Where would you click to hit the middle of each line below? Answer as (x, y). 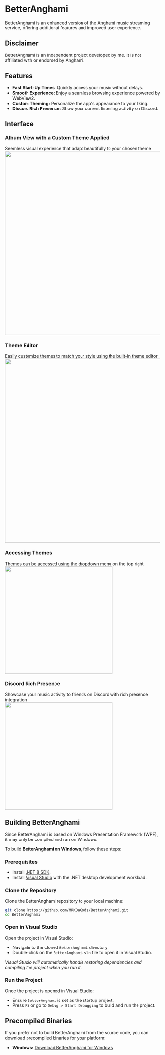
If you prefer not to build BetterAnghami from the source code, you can (77, 1032)
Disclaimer (22, 43)
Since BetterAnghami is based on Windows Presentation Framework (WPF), (82, 834)
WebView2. (24, 98)
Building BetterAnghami (42, 823)
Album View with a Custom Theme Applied (57, 137)
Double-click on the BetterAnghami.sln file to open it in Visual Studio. (82, 952)
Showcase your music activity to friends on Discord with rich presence (77, 694)
